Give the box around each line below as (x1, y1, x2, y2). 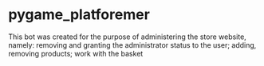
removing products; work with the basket (8, 49, 144, 58)
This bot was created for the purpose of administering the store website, (8, 32, 247, 41)
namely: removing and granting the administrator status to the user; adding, (8, 40, 257, 49)
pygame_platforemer (8, 6, 150, 24)
